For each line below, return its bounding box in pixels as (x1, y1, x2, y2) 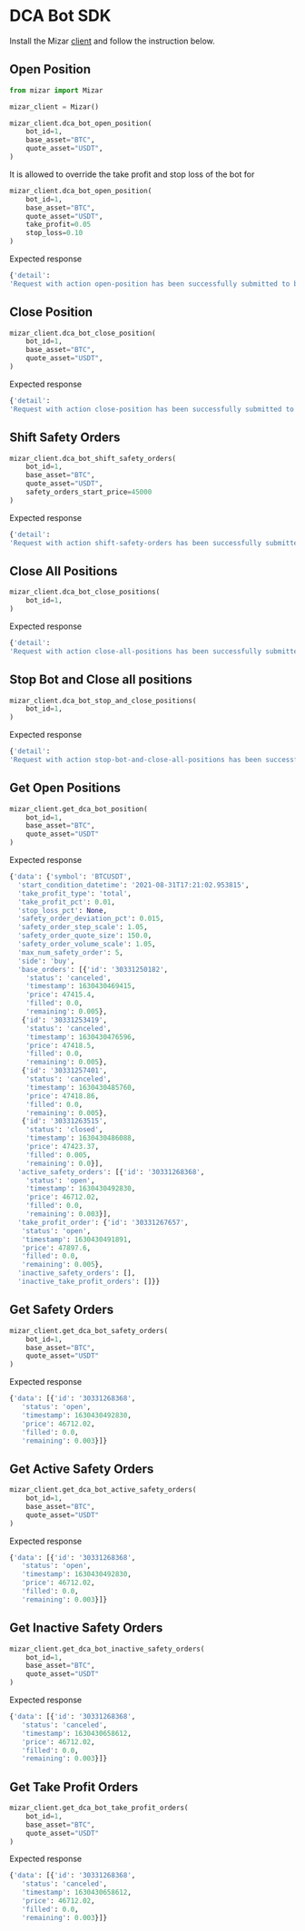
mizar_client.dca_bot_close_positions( (9, 587, 161, 597)
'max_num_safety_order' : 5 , (17, 947, 124, 957)
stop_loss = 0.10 (25, 229, 84, 238)
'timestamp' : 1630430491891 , (21, 1235, 132, 1244)
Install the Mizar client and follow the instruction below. (9, 35, 215, 46)
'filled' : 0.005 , (25, 1150, 92, 1160)
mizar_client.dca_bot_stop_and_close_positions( (9, 696, 197, 705)
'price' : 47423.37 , (25, 1142, 100, 1152)
